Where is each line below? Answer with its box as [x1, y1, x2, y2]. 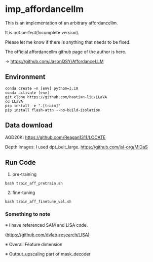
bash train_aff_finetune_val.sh [5, 199, 72, 204]
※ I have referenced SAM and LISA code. [5, 222, 88, 228]
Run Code [5, 158, 36, 167]
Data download [5, 121, 53, 130]
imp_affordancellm [5, 3, 84, 15]
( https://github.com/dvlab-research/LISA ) [5, 232, 90, 238]
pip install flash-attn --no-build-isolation [5, 108, 100, 113]
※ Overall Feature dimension [5, 241, 63, 247]
